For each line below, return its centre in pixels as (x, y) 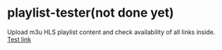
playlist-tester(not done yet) (91, 13)
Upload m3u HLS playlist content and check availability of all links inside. (111, 32)
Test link (19, 39)
